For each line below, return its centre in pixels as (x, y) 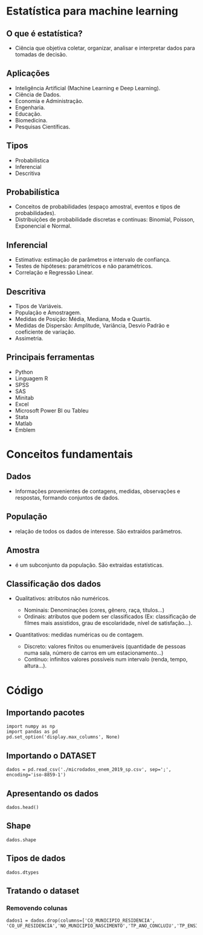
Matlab (24, 423)
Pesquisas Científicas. (43, 127)
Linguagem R (31, 378)
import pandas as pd (32, 732)
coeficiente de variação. (45, 332)
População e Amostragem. (48, 312)
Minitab (24, 397)
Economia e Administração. (49, 101)
